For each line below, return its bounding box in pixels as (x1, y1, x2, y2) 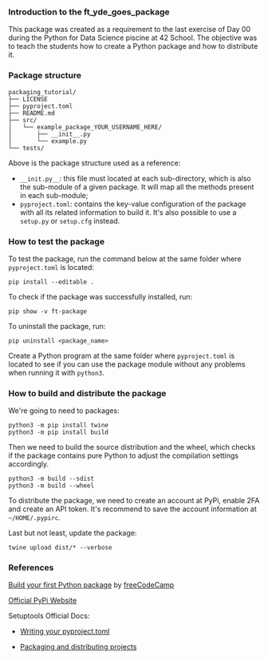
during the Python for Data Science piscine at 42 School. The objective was (8, 33, 258, 42)
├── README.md (8, 109, 56, 117)
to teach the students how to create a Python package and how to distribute (8, 42, 258, 51)
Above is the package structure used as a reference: (8, 158, 181, 168)
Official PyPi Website (8, 596, 77, 605)
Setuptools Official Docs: (8, 611, 90, 621)
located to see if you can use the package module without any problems (8, 359, 246, 369)
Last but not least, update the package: (8, 528, 137, 538)
